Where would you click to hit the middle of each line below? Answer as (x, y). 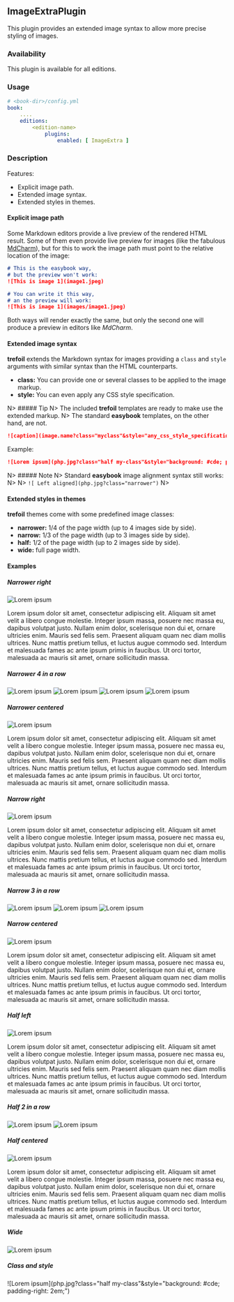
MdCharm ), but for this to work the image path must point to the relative (110, 248)
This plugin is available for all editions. (62, 69)
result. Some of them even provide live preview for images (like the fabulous (116, 241)
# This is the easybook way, (49, 269)
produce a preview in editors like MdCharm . (70, 328)
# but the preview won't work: (53, 275)
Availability (27, 54)
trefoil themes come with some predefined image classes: (91, 514)
